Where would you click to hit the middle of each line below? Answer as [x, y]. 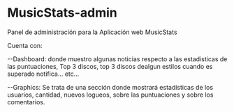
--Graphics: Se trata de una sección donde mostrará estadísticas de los [110, 87]
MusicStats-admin [62, 13]
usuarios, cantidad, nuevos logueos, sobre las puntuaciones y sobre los [110, 95]
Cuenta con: [25, 45]
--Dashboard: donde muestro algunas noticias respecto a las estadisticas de [117, 59]
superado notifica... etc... [43, 74]
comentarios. [26, 102]
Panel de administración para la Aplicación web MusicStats [92, 32]
